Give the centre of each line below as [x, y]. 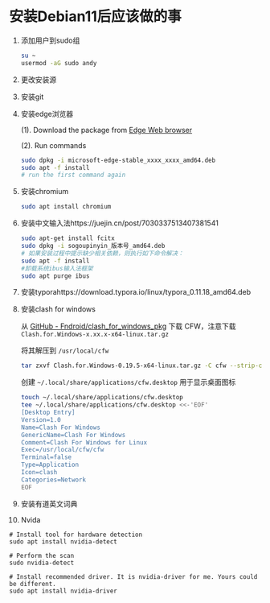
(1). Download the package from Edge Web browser [106, 130]
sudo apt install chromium [66, 207]
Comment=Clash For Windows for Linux [84, 442]
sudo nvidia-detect [42, 563]
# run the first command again [73, 175]
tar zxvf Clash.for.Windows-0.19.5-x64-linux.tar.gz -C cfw [123, 366]
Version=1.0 [41, 419]
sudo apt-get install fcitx [67, 238]
